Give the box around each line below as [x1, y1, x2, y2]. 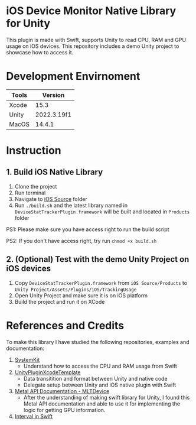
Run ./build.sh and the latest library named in [14, 202, 128, 209]
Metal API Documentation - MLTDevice [14, 387, 110, 394]
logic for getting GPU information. [23, 406, 106, 413]
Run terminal [14, 189, 46, 196]
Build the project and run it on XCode [14, 298, 105, 305]
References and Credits [6, 319, 125, 332]
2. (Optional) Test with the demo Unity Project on [6, 254, 190, 264]
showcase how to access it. [6, 48, 74, 56]
